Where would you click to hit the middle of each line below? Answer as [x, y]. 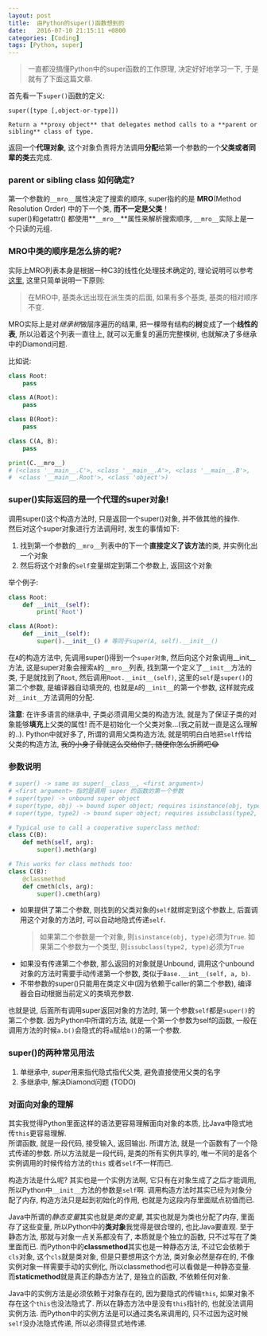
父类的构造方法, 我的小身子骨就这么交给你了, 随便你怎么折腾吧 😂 [114, 744]
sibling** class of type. [51, 132]
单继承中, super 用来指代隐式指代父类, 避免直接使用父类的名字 [120, 1072]
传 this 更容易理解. [37, 1133]
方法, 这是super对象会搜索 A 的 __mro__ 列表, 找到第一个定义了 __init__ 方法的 [130, 667]
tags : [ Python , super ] [46, 45]
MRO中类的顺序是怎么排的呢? [65, 252]
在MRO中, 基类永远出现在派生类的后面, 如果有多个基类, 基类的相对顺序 [143, 297]
